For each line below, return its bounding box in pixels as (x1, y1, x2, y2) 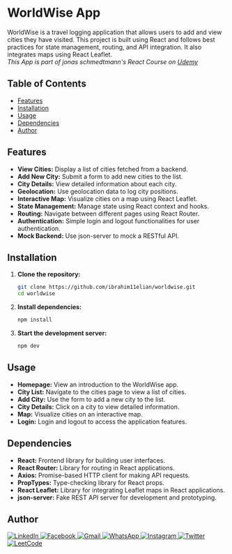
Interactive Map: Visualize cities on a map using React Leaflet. (17, 194, 198, 203)
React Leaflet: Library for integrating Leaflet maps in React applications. (17, 486, 225, 494)
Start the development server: (17, 329, 107, 337)
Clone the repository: (17, 270, 81, 278)
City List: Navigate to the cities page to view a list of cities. (17, 387, 187, 396)
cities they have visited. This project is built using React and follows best (7, 35, 215, 43)
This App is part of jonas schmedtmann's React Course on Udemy (7, 57, 199, 66)
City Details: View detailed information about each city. (17, 179, 177, 188)
